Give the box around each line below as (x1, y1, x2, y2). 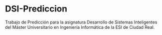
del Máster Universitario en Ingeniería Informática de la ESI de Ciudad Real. (5, 24, 155, 30)
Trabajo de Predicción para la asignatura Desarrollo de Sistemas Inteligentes (5, 19, 158, 25)
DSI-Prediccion (5, 3, 68, 14)
